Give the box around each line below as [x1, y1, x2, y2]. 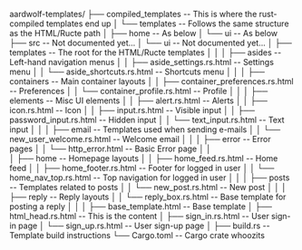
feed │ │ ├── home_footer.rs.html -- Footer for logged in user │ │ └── [9, 163, 275, 173]
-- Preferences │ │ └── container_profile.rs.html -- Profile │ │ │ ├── [9, 86, 268, 96]
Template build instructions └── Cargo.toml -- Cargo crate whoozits [9, 230, 266, 240]
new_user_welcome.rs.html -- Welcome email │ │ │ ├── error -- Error [9, 134, 271, 144]
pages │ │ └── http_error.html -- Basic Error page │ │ [9, 143, 211, 154]
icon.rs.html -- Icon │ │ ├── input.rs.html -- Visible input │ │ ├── [9, 105, 256, 115]
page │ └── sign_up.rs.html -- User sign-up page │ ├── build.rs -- [17, 220, 270, 231]
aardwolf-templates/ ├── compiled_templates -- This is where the [9, 9, 258, 19]
